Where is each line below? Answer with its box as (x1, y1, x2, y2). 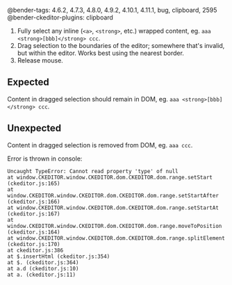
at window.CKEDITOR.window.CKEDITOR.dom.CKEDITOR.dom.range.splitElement (7, 234, 226, 242)
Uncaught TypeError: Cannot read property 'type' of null (7, 168, 179, 174)
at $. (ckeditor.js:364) (7, 259, 79, 266)
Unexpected (7, 122, 62, 134)
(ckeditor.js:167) (7, 210, 60, 218)
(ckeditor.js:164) (7, 229, 60, 236)
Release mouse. (17, 56, 64, 65)
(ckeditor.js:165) (7, 180, 60, 187)
